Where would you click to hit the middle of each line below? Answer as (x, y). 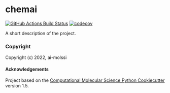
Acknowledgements (27, 69)
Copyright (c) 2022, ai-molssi (36, 57)
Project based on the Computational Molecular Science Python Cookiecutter (85, 80)
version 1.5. (17, 86)
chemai (21, 9)
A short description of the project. (41, 33)
